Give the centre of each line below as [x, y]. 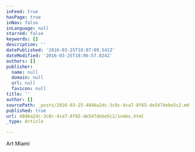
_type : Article [25, 122]
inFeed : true [22, 12]
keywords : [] [22, 39]
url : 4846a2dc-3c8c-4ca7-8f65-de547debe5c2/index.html [75, 116]
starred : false [25, 34]
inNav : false [22, 22]
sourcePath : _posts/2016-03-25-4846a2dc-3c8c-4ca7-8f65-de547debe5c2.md [98, 105]
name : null [25, 72]
